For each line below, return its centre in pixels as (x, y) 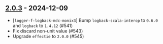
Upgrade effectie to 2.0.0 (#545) (48, 36)
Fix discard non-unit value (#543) (48, 31)
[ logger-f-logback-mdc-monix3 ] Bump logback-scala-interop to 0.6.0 (85, 20)
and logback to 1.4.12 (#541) (43, 25)
